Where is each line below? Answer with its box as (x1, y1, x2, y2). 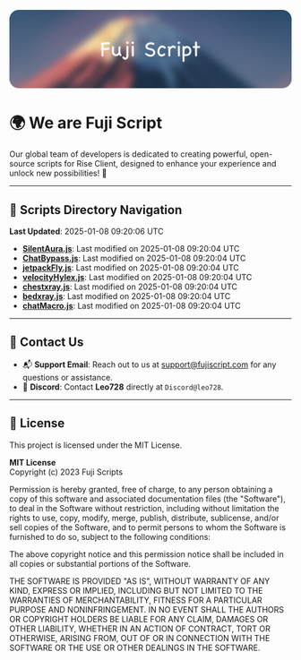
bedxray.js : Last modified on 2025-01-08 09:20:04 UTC (21, 291, 231, 302)
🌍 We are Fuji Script (9, 113, 163, 133)
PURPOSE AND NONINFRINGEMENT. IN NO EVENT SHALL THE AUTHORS (9, 604, 285, 614)
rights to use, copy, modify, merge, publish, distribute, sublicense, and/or (9, 512, 279, 523)
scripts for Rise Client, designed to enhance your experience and (37, 159, 277, 169)
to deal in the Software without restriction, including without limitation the (9, 502, 279, 513)
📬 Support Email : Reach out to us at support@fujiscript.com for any (21, 359, 277, 370)
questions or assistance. (21, 372, 114, 382)
